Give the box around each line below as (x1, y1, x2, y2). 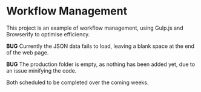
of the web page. (6, 48, 49, 56)
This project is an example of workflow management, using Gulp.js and (6, 24, 183, 31)
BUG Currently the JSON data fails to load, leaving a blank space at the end (6, 42, 195, 50)
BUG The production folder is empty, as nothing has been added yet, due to (6, 61, 196, 68)
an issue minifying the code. (6, 67, 77, 74)
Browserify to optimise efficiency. (6, 30, 90, 38)
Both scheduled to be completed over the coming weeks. (6, 79, 149, 86)
